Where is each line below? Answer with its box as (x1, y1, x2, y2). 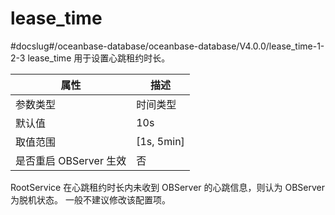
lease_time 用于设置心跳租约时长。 (27, 52, 171, 64)
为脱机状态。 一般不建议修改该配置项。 (10, 193, 171, 206)
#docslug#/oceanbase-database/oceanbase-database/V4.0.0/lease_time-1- (10, 40, 325, 52)
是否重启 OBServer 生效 (15, 153, 127, 167)
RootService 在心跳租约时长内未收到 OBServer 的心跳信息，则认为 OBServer (10, 181, 326, 193)
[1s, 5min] (136, 134, 185, 148)
